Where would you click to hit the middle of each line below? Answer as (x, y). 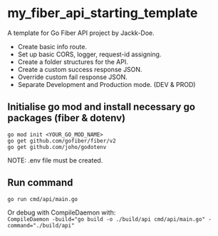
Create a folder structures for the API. (73, 61)
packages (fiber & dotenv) (67, 118)
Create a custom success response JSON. (80, 69)
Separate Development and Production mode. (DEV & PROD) (107, 84)
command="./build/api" (41, 225)
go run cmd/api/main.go (43, 199)
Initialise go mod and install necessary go (102, 107)
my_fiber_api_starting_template (103, 13)
